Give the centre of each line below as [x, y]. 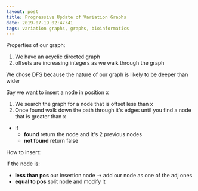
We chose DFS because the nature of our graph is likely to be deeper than [97, 74]
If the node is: [23, 164]
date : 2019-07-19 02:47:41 [40, 23]
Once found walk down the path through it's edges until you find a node [103, 110]
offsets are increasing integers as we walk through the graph [89, 63]
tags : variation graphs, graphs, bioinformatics [68, 28]
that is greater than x [40, 117]
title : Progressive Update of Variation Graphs [66, 17]
